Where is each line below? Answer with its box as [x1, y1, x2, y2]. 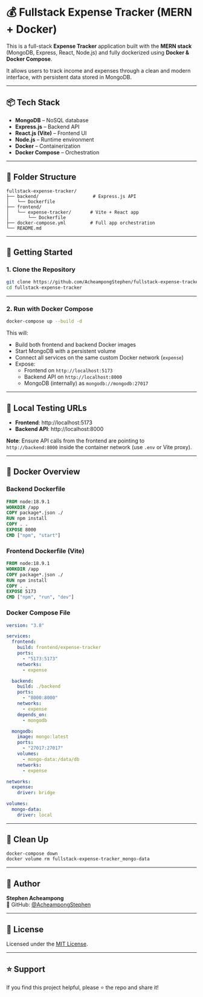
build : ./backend [17, 683, 61, 689]
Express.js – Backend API [14, 123, 80, 130]
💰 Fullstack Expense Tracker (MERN [6, 5, 192, 19]
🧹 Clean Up [6, 834, 49, 845]
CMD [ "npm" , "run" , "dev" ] [6, 594, 74, 601]
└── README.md [6, 225, 42, 231]
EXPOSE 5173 [6, 588, 36, 594]
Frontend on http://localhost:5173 [24, 367, 113, 374]
